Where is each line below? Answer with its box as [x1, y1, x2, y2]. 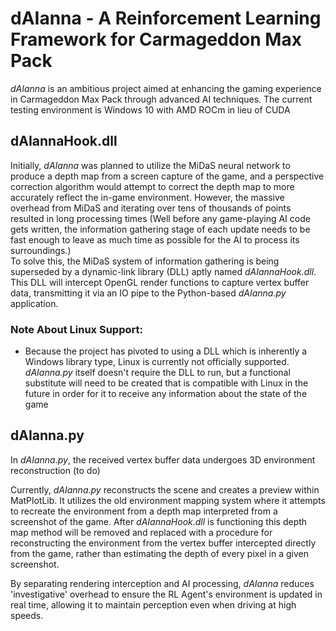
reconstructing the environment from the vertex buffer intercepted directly [10, 537, 317, 549]
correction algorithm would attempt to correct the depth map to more [10, 180, 295, 192]
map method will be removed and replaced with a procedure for [10, 526, 273, 538]
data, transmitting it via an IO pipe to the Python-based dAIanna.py [10, 287, 287, 299]
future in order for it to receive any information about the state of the [24, 388, 308, 400]
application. [10, 297, 59, 309]
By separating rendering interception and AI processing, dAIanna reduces [10, 577, 315, 589]
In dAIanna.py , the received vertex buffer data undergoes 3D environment [10, 453, 316, 466]
